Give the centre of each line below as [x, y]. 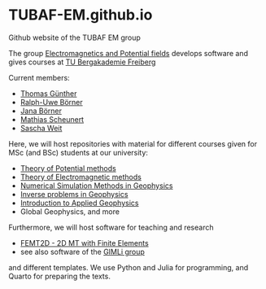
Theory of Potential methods [68, 168]
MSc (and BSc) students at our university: [78, 152]
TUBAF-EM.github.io [81, 15]
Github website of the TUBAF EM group [74, 37]
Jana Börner [41, 111]
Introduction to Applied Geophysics [79, 203]
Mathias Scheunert [52, 119]
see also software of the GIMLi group [82, 252]
